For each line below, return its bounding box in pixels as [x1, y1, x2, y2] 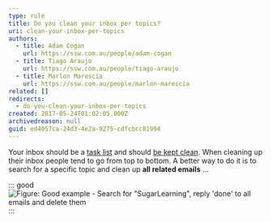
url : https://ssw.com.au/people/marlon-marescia [23, 79, 190, 88]
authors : [8, 34, 38, 43]
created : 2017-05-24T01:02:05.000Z [8, 110, 129, 118]
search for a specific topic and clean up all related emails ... [8, 164, 209, 174]
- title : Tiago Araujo [15, 58, 92, 66]
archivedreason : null [8, 117, 82, 126]
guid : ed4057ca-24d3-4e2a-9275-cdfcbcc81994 [8, 125, 161, 133]
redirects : [8, 95, 45, 103]
